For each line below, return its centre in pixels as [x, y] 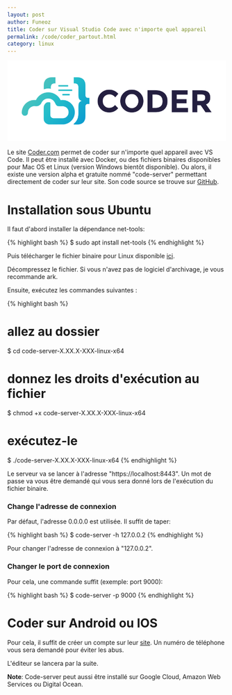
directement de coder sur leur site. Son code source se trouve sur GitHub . [113, 182]
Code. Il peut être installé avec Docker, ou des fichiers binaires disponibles [114, 160]
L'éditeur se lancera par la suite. [53, 663]
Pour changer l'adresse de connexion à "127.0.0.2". [80, 549]
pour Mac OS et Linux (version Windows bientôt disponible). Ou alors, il [109, 167]
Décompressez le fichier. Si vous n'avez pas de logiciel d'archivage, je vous [116, 269]
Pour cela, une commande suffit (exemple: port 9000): [85, 581]
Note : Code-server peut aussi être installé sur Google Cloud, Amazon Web [114, 676]
